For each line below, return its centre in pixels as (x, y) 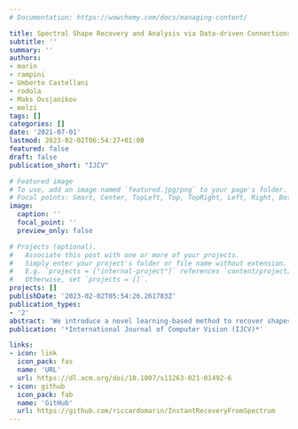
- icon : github (37, 386)
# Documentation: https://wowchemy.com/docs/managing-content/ (129, 17)
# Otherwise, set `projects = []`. (79, 280)
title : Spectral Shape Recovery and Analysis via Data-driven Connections (150, 33)
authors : (25, 58)
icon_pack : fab (45, 394)
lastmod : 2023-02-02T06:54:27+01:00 (77, 141)
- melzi (24, 107)
